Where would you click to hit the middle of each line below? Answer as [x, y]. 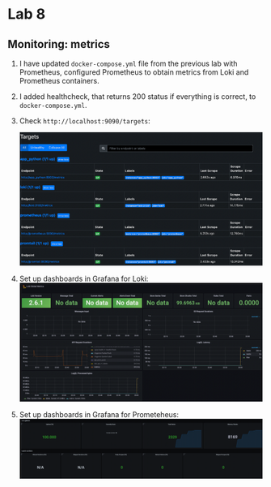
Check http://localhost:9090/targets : [85, 121]
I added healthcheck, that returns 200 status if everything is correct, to [138, 97]
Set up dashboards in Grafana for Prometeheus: [99, 414]
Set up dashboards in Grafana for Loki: [84, 279]
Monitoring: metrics [59, 44]
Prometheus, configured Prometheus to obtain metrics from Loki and [134, 72]
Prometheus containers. [59, 81]
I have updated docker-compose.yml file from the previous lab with [128, 63]
